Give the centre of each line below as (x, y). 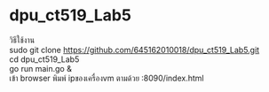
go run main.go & (41, 68)
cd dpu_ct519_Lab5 (44, 59)
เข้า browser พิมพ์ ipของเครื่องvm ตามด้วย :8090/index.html (107, 78)
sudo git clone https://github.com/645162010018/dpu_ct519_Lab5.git (134, 50)
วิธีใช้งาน (22, 40)
